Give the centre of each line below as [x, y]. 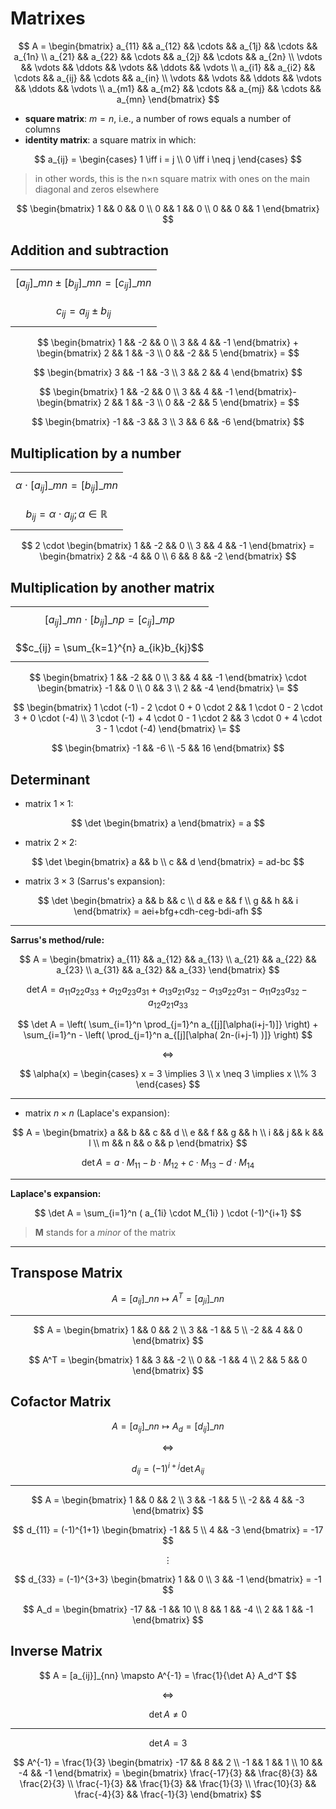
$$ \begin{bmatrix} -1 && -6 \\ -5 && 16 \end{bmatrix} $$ [168, 748]
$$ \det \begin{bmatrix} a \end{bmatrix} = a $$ [168, 823]
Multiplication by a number [96, 453]
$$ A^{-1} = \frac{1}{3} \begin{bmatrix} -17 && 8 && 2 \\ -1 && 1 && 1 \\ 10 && [168, 1762]
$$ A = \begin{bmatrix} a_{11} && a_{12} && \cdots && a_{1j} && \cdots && [168, 46]
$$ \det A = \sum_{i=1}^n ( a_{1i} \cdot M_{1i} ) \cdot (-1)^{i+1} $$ [168, 1213]
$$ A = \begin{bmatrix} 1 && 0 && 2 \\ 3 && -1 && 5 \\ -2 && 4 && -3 [168, 1499]
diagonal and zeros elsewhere [97, 189]
